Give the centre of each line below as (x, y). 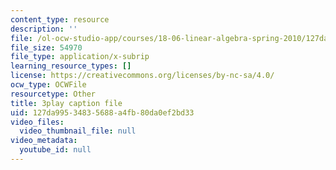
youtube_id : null (55, 150)
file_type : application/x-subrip (80, 57)
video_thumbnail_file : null (78, 131)
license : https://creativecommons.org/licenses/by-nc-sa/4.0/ (142, 76)
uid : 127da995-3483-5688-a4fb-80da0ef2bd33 (102, 112)
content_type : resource (60, 19)
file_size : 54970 (46, 47)
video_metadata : (44, 141)
